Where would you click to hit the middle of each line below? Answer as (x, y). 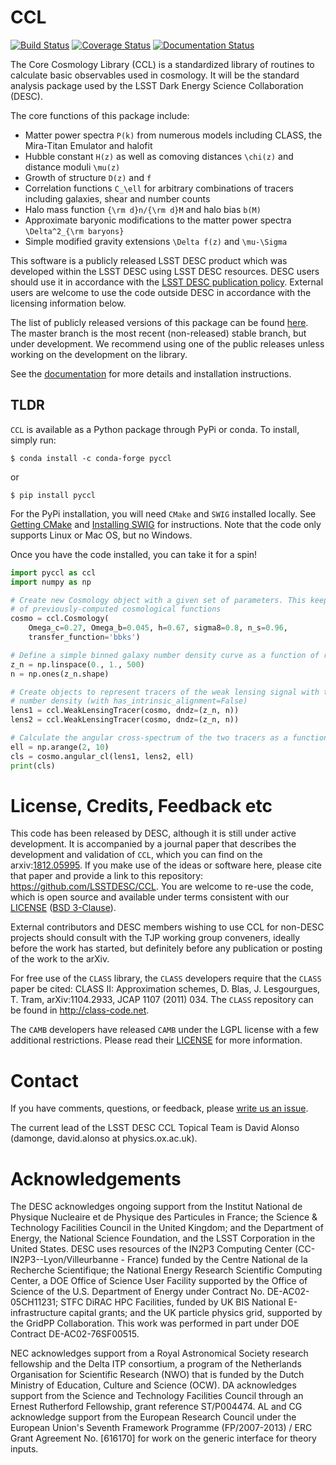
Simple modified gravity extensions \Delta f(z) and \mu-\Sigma (156, 241)
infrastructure (38, 1313)
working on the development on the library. (99, 354)
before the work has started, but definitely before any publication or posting (166, 948)
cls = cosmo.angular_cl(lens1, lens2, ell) (102, 756)
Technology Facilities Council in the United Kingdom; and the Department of (167, 1228)
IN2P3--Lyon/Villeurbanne (64, 1260)
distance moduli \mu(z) (72, 167)
